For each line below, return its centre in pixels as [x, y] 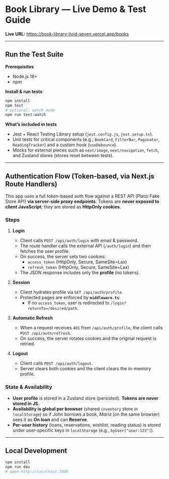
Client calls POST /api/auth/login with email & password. [79, 241]
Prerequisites [20, 66]
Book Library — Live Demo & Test [76, 9]
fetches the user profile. [45, 251]
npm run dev [18, 467]
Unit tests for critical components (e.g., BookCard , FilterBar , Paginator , [86, 140]
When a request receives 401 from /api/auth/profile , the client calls [91, 328]
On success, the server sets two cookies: [63, 257]
